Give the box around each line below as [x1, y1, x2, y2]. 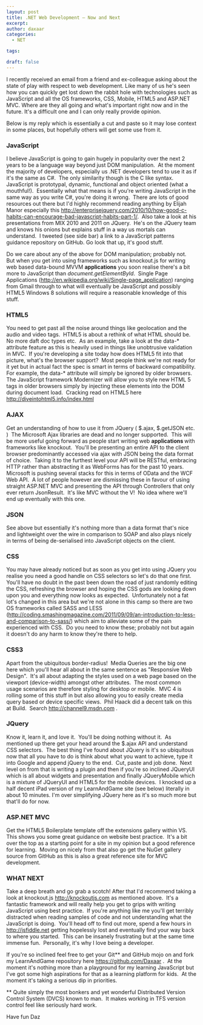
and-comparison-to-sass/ [6, 617, 72, 625]
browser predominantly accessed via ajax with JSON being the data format [6, 450, 194, 457]
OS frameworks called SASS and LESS [6, 605, 103, 612]
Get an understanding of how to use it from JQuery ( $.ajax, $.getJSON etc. [6, 424, 195, 431]
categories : [6, 32, 36, 38]
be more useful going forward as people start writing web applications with [6, 437, 195, 445]
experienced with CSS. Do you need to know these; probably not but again [6, 624, 195, 631]
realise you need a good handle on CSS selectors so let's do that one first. [6, 573, 192, 580]
